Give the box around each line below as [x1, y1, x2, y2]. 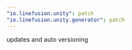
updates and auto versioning [6, 35, 88, 43]
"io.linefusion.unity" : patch [6, 10, 94, 17]
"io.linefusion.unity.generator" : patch [6, 16, 126, 23]
